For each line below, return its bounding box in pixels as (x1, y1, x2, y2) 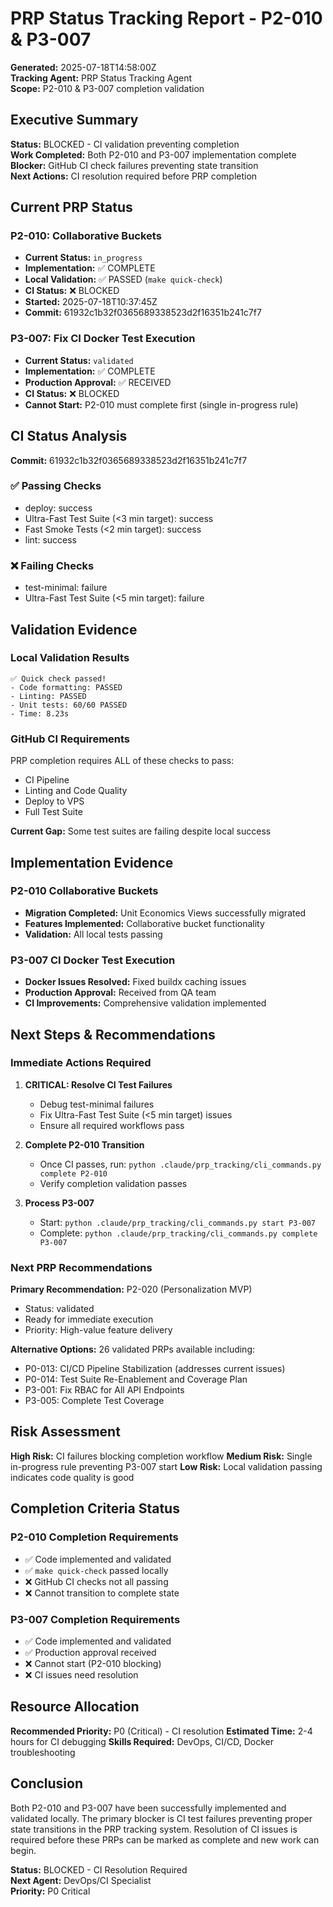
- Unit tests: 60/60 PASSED (10, 700, 128, 710)
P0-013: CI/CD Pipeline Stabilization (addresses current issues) (24, 1363, 286, 1375)
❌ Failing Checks (10, 558, 95, 572)
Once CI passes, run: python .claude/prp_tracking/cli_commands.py (39, 1158, 322, 1170)
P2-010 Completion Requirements (10, 1530, 179, 1544)
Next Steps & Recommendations (10, 1026, 216, 1043)
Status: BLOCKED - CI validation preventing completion (10, 138, 240, 150)
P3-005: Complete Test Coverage (24, 1395, 165, 1407)
